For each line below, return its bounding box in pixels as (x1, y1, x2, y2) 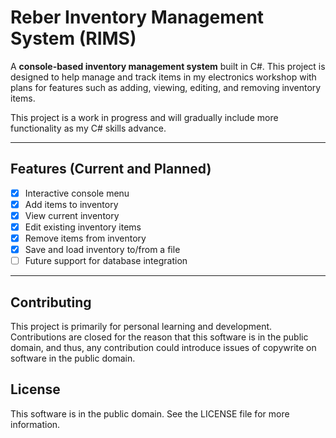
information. (10, 418, 61, 430)
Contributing (10, 294, 92, 311)
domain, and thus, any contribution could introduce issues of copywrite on (10, 342, 317, 353)
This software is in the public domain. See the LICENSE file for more (10, 407, 290, 420)
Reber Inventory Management (10, 6, 265, 29)
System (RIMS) (10, 27, 137, 50)
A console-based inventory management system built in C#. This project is (10, 60, 326, 72)
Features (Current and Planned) (10, 161, 212, 178)
